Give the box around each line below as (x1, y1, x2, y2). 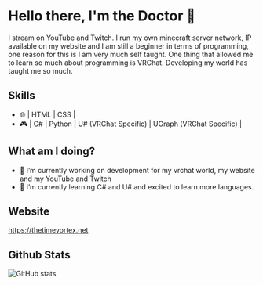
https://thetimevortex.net (8, 225, 89, 235)
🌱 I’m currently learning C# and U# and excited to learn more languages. (19, 182, 254, 191)
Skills (8, 89, 35, 103)
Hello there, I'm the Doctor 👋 (8, 7, 196, 25)
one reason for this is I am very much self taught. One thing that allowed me (8, 49, 254, 59)
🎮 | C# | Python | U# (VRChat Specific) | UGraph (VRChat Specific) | (19, 119, 242, 128)
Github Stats (8, 248, 71, 262)
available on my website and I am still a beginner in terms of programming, (8, 41, 249, 50)
